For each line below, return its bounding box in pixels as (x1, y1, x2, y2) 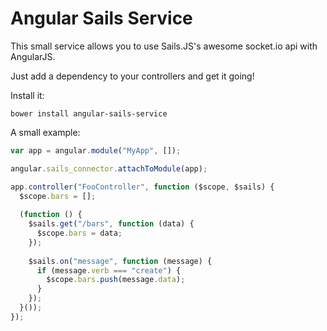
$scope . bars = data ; (36, 228, 123, 239)
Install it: (10, 89, 45, 101)
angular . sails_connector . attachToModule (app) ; (10, 163, 208, 174)
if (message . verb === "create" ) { (36, 265, 182, 276)
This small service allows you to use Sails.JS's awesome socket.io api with (10, 40, 318, 52)
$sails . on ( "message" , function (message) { (28, 256, 213, 266)
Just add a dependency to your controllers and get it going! (10, 70, 255, 82)
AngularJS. (10, 50, 56, 62)
